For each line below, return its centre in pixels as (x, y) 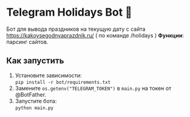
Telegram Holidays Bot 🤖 (69, 12)
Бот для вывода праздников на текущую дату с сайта (76, 29)
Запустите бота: (36, 101)
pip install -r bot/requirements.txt (63, 82)
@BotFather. (31, 94)
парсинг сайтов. (27, 42)
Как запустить (35, 61)
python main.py (34, 108)
